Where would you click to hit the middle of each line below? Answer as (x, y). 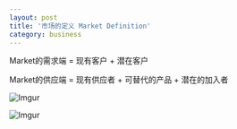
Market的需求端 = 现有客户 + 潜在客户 (79, 61)
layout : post (34, 17)
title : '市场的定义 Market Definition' (80, 26)
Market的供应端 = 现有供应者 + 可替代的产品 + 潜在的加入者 (119, 80)
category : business (46, 34)
